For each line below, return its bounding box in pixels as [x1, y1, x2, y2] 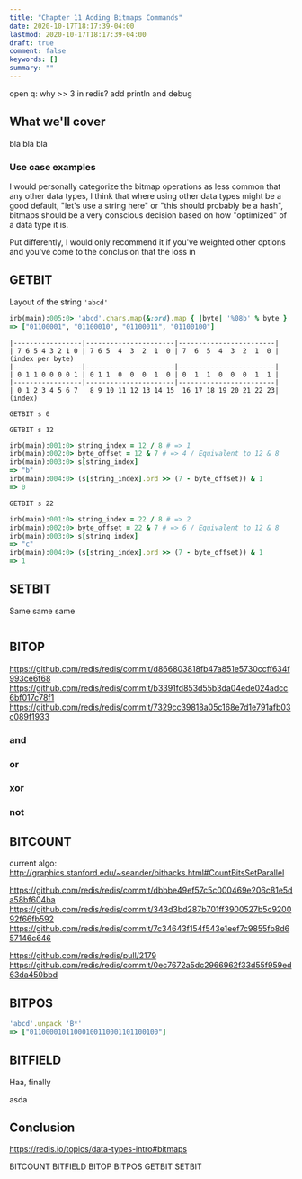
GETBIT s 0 [9, 409, 50, 419]
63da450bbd [9, 969, 58, 980]
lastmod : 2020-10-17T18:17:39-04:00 [9, 30, 147, 39]
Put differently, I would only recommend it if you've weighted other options [9, 236, 286, 248]
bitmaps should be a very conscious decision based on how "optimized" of [9, 209, 288, 221]
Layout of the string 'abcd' [9, 296, 109, 307]
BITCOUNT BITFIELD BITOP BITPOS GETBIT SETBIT [9, 1161, 202, 1172]
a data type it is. [9, 219, 69, 230]
